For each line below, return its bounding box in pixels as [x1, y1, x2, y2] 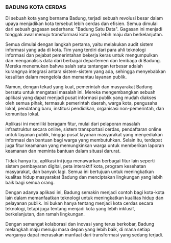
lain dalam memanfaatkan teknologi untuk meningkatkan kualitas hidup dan [5, 195, 164, 201]
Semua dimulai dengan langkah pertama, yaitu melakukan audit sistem [5, 41, 154, 47]
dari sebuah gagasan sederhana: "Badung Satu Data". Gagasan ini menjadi [5, 26, 162, 32]
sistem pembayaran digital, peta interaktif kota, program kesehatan [5, 163, 146, 169]
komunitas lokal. [5, 111, 40, 117]
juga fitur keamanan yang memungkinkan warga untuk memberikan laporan [5, 142, 164, 149]
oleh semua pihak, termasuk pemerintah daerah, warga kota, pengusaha [5, 100, 158, 106]
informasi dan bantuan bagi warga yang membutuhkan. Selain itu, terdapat [5, 137, 162, 143]
